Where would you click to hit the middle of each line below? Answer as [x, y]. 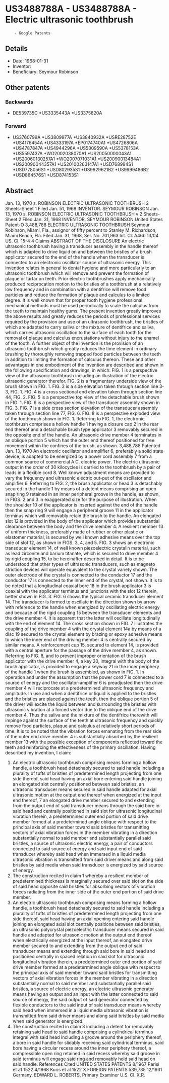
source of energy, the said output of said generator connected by [80, 999]
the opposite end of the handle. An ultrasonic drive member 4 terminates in [83, 435]
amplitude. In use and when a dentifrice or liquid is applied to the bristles [81, 693]
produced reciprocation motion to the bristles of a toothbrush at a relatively [83, 284]
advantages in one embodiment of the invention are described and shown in [84, 365]
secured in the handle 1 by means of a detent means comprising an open [81, 489]
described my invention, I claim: [38, 752]
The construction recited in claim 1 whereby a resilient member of [80, 876]
